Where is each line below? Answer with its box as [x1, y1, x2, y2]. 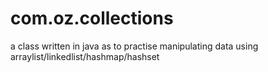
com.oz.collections [10, 7, 174, 30]
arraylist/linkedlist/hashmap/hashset [10, 50, 160, 62]
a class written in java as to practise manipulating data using [10, 40, 259, 52]
